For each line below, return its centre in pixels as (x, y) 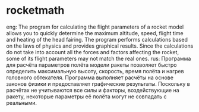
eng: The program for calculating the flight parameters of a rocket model (95, 27)
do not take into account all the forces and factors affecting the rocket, (93, 52)
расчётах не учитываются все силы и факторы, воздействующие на (93, 90)
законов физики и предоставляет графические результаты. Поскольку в (98, 83)
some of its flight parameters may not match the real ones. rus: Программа (99, 58)
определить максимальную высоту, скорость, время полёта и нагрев (95, 71)
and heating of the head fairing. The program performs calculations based (97, 39)
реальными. (22, 102)
